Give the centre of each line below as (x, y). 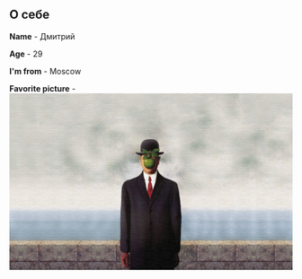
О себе (30, 15)
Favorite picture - (43, 88)
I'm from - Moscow (45, 71)
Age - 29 (26, 54)
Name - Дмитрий (42, 36)
